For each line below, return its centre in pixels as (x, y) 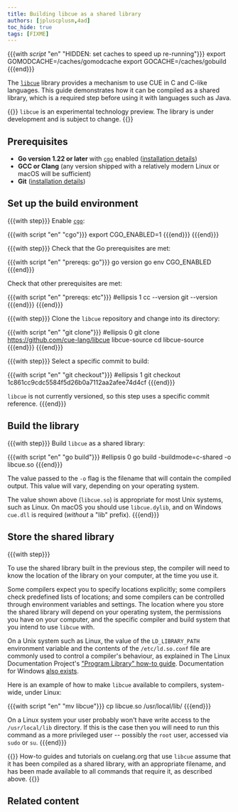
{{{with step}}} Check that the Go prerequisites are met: (89, 248)
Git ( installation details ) (52, 181)
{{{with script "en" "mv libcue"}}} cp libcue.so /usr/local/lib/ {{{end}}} (109, 706)
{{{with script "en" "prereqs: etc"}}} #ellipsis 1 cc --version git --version (113, 297)
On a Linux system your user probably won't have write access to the (109, 720)
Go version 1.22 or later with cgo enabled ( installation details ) (107, 159)
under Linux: (43, 692)
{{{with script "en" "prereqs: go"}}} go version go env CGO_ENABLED (109, 262)
